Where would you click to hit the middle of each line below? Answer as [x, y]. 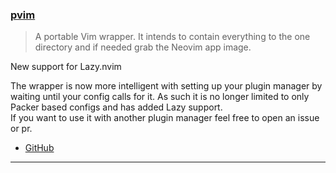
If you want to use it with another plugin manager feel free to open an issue [165, 118]
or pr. [21, 129]
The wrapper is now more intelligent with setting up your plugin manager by [166, 86]
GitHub [39, 148]
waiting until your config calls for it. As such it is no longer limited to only [160, 97]
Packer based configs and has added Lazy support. [116, 107]
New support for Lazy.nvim [66, 67]
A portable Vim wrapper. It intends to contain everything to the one [172, 37]
